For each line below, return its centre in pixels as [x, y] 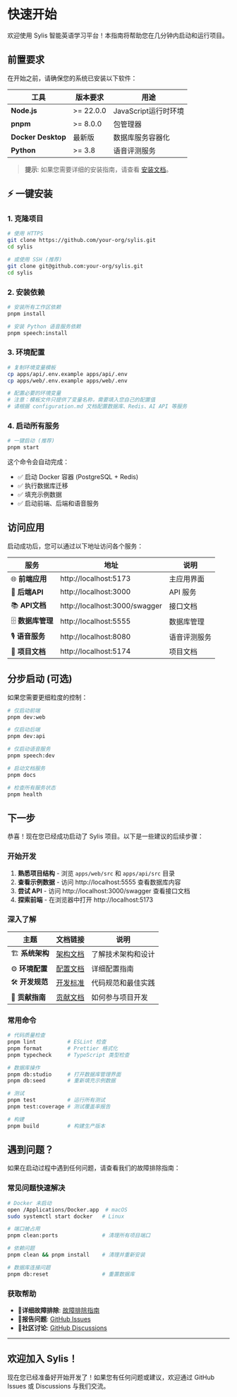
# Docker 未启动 [30, 1203]
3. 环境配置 [26, 352]
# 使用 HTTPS [25, 234]
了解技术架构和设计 [123, 955]
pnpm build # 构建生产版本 [56, 1126]
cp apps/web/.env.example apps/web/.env [68, 381]
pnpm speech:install [38, 333]
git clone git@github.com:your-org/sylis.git [75, 266]
